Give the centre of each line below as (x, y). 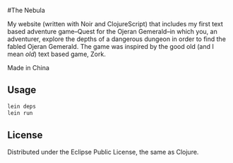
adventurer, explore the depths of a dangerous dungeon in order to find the (116, 39)
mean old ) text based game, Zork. (56, 54)
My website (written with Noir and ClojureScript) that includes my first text (115, 24)
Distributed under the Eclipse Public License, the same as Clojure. (103, 152)
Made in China (28, 68)
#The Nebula (26, 10)
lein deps (22, 106)
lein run (20, 113)
